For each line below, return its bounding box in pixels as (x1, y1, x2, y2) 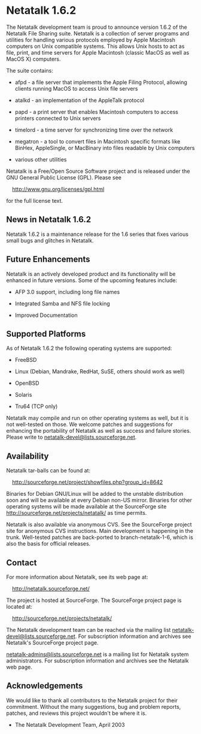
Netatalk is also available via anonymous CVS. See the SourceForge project (6, 521, 193, 528)
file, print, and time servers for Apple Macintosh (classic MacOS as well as (6, 49, 190, 56)
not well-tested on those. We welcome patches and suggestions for (6, 421, 173, 428)
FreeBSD (14, 356, 37, 364)
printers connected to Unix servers (14, 115, 101, 122)
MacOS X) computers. (6, 55, 61, 62)
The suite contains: (6, 67, 54, 74)
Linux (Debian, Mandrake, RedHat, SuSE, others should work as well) (14, 368, 185, 375)
